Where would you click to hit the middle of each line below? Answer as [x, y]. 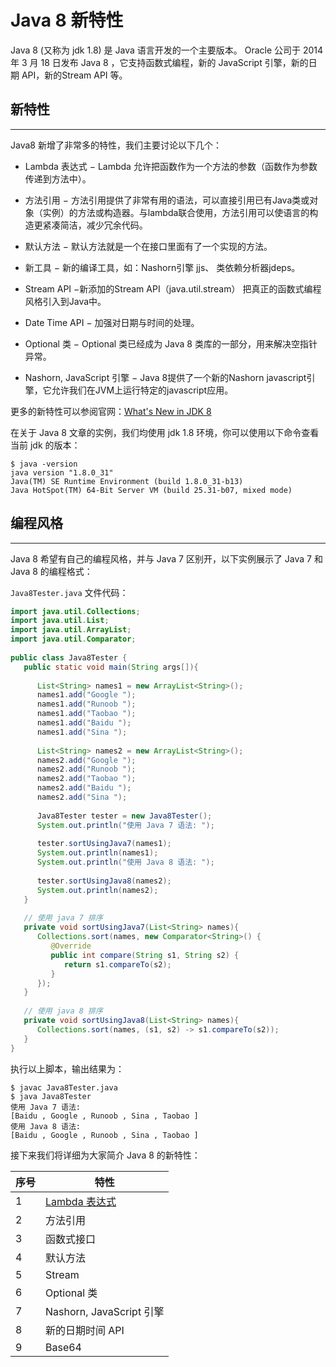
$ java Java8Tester [51, 1096]
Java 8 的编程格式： [51, 571]
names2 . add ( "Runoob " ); [86, 769]
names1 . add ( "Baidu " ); [84, 723]
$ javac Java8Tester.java [64, 1087]
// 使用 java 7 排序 [63, 918]
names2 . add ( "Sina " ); [82, 797]
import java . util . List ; [60, 621]
